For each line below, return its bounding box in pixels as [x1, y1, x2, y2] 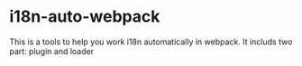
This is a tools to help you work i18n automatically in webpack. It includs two [9, 36, 293, 47]
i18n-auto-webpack [9, 6, 160, 27]
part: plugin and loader [9, 45, 95, 56]
